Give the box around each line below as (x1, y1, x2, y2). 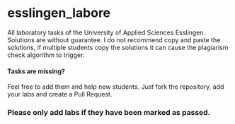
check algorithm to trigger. (7, 51, 85, 59)
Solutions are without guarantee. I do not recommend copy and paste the (7, 35, 221, 44)
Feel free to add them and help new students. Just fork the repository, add (7, 82, 224, 91)
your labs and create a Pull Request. (7, 90, 113, 99)
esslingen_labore (7, 5, 111, 21)
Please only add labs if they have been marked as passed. (7, 108, 211, 118)
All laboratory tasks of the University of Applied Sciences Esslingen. (7, 28, 206, 37)
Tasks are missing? (7, 67, 66, 75)
